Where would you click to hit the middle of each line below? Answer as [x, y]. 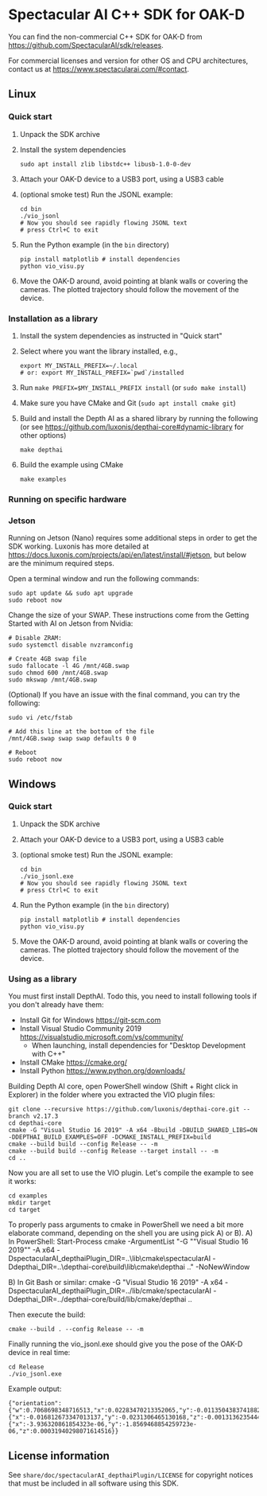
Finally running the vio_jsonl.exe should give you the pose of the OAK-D [126, 1344]
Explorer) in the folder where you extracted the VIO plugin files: [112, 1095]
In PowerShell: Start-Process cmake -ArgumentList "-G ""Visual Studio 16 [128, 1242]
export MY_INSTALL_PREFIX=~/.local [79, 365]
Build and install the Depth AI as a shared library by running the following [139, 418]
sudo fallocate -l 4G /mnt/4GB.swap [69, 666]
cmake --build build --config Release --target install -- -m [113, 1151]
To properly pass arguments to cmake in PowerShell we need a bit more [126, 1225]
